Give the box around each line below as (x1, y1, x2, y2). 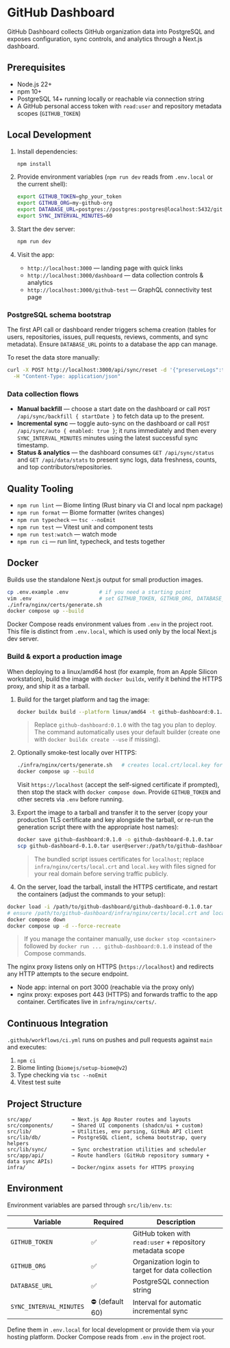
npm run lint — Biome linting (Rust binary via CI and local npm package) (16, 501, 223, 509)
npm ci (16, 1058, 36, 1064)
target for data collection (132, 1265, 212, 1275)
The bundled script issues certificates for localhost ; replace (34, 855, 205, 863)
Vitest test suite (16, 1078, 62, 1086)
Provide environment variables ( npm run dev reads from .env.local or (16, 173, 214, 181)
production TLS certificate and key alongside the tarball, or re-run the (16, 816, 214, 824)
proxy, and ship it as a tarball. (7, 682, 90, 690)
